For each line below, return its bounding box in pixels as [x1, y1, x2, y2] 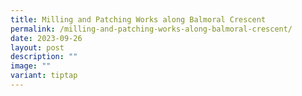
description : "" [10, 52, 78, 62]
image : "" [10, 61, 52, 71]
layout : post [10, 42, 65, 53]
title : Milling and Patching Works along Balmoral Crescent [10, 14, 267, 25]
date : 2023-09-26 [10, 33, 83, 43]
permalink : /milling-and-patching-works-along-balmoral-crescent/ [10, 24, 293, 34]
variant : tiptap [10, 71, 78, 81]
